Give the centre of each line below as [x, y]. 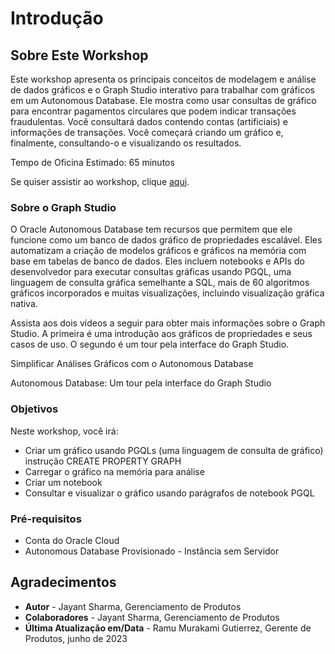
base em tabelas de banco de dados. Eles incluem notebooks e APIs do [157, 261]
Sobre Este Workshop [79, 55]
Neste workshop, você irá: [64, 431]
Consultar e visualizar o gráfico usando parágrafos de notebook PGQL [169, 493]
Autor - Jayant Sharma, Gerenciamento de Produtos [133, 606]
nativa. [24, 304]
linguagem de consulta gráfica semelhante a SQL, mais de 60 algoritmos [160, 283]
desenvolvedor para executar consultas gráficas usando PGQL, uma [151, 272]
